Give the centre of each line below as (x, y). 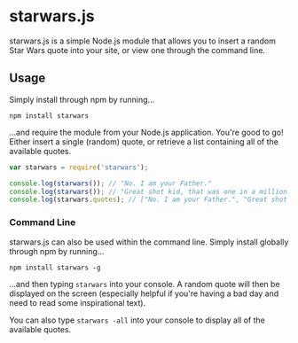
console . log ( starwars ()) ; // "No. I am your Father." (111, 183)
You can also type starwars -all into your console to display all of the (137, 320)
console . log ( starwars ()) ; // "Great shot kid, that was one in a (132, 191)
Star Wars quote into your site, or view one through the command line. (137, 50)
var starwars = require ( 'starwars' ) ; (79, 167)
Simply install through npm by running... (82, 99)
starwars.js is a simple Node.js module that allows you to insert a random (143, 41)
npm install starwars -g (55, 268)
